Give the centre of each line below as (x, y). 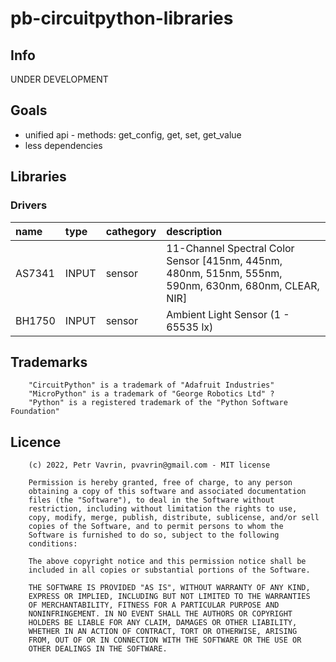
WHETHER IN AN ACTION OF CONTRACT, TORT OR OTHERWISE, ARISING (163, 632)
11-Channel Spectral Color (230, 248)
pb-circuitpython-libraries (122, 18)
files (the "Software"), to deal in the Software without (151, 500)
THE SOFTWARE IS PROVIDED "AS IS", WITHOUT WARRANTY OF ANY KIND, (169, 588)
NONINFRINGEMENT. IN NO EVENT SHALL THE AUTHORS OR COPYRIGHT (160, 614)
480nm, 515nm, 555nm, (224, 273)
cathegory (131, 231)
